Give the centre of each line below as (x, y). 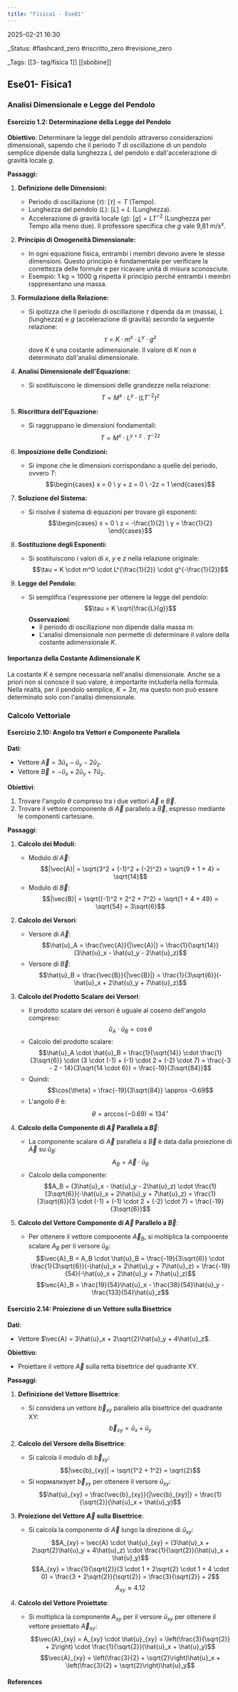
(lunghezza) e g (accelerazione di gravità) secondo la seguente (121, 319)
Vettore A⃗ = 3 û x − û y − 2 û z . (59, 763)
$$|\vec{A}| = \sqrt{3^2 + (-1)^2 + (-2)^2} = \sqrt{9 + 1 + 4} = (130, 869)
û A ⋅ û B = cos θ (130, 1030)
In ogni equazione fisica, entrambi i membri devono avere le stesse (126, 253)
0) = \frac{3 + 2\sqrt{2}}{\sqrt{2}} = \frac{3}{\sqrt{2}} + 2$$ (130, 1576)
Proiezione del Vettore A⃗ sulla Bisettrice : (81, 1516)
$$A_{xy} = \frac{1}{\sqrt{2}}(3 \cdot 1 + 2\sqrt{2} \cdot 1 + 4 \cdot (130, 1568)
